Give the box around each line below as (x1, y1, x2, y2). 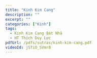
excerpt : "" (5, 17, 30, 22)
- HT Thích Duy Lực (10, 36, 51, 41)
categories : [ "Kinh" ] (5, 21, 51, 27)
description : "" (5, 12, 40, 17)
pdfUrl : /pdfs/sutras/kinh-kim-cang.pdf (5, 40, 92, 45)
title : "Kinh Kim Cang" (5, 7, 56, 13)
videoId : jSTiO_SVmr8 (5, 45, 51, 50)
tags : (5, 26, 17, 31)
